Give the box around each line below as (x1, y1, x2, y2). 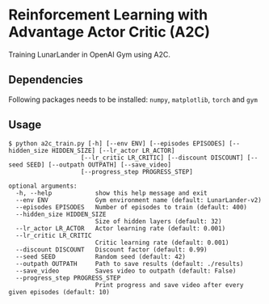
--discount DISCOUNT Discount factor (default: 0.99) (15, 245, 208, 254)
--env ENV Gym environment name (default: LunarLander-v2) (15, 196, 263, 204)
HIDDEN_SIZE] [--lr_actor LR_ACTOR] (51, 146, 175, 154)
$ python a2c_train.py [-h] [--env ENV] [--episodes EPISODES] (8, 139, 226, 147)
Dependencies (8, 73, 83, 87)
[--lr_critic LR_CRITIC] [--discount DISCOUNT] (80, 154, 244, 162)
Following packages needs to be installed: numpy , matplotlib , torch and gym (8, 95, 258, 104)
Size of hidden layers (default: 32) (95, 217, 222, 226)
